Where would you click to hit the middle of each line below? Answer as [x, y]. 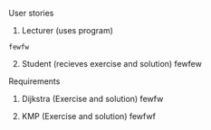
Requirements [34, 81]
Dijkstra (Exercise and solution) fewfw [92, 99]
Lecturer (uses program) [67, 30]
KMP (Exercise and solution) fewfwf [88, 116]
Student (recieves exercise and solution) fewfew [112, 64]
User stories [31, 13]
